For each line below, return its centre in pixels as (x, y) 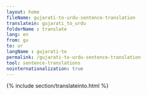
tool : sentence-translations (43, 63)
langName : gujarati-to (37, 52)
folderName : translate (37, 29)
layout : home (23, 12)
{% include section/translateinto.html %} (58, 86)
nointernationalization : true (45, 69)
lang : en (17, 35)
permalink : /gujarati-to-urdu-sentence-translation (73, 57)
